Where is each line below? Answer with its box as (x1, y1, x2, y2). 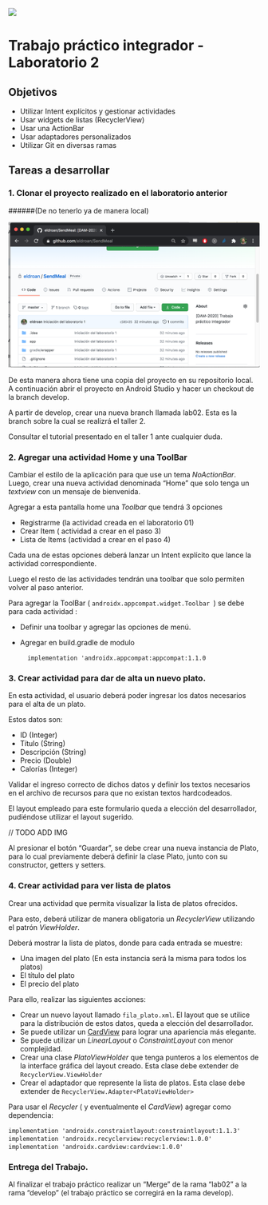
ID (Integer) (19, 730, 58, 740)
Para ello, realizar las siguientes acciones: (8, 994, 146, 1004)
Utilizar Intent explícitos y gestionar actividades (19, 106, 175, 116)
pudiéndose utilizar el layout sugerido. (8, 812, 134, 822)
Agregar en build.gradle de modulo (19, 638, 136, 648)
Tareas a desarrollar (8, 164, 110, 178)
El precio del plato (19, 979, 80, 988)
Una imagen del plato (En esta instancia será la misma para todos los (19, 953, 247, 963)
